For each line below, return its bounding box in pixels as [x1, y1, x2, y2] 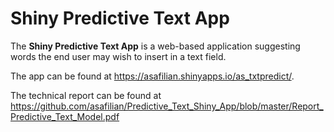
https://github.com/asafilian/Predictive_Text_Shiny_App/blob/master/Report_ [10, 100, 324, 112]
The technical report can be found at [10, 89, 162, 101]
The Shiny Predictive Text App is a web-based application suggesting [10, 40, 301, 52]
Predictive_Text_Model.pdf [10, 110, 120, 122]
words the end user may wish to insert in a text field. [10, 50, 227, 62]
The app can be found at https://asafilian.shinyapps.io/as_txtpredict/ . [10, 70, 295, 82]
